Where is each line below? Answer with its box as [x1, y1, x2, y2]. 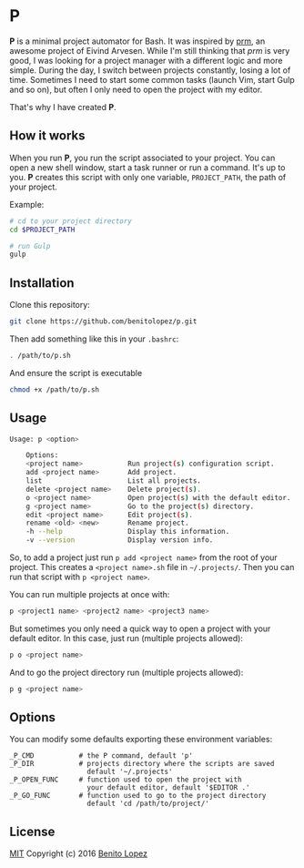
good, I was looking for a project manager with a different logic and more [9, 55, 283, 66]
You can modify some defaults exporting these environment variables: [9, 734, 273, 745]
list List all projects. [25, 476, 202, 485]
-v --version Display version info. [25, 536, 214, 545]
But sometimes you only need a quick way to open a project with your [9, 623, 271, 634]
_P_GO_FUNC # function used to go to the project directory [9, 791, 267, 801]
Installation [9, 275, 75, 291]
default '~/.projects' [86, 767, 173, 777]
